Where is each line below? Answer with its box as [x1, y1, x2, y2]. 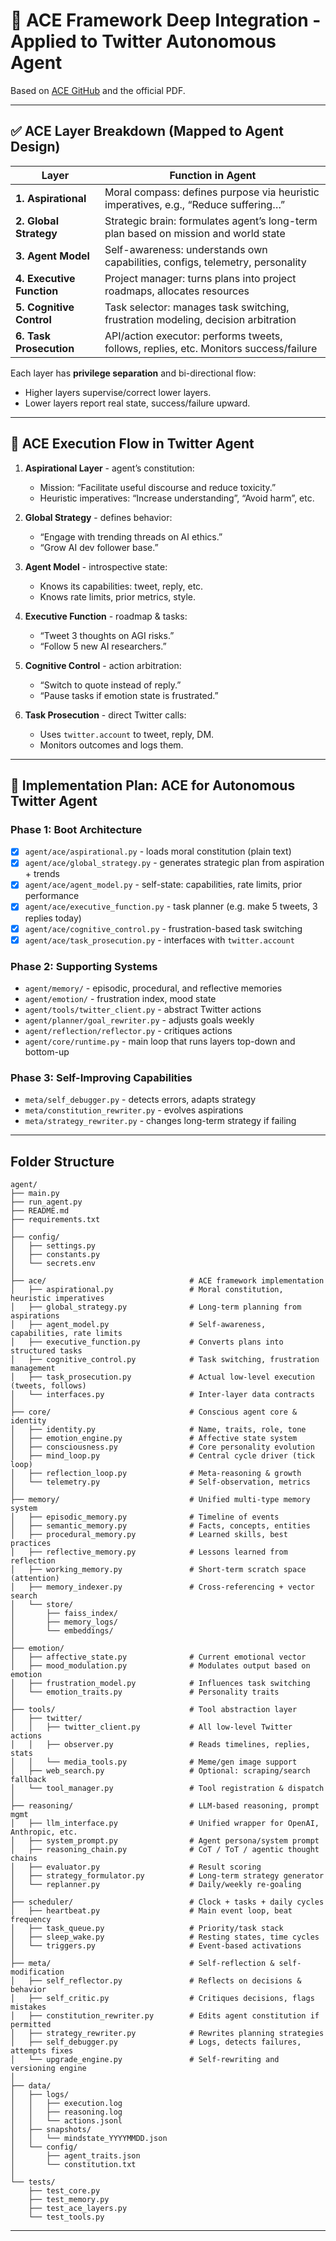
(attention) [10, 1574, 60, 1584]
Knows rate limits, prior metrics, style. [39, 590, 197, 603]
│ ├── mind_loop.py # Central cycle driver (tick [10, 1451, 315, 1461]
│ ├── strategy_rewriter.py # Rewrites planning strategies [10, 2029, 325, 2039]
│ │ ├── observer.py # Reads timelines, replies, [10, 1740, 311, 1750]
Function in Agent [169, 168, 257, 182]
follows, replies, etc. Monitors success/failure [104, 341, 318, 355]
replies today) [24, 912, 82, 924]
